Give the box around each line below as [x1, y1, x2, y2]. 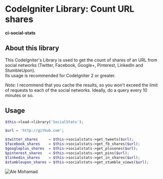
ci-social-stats [5, 30, 36, 36]
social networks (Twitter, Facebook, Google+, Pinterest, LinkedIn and [5, 62, 144, 68]
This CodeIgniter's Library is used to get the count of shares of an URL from [5, 57, 157, 63]
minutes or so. [5, 92, 34, 98]
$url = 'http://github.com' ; [5, 128, 64, 133]
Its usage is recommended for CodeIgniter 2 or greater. [5, 72, 116, 79]
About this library [5, 44, 59, 52]
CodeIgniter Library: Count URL [5, 3, 135, 15]
